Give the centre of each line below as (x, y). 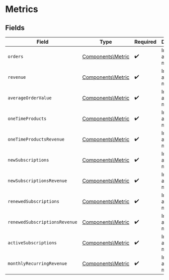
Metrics (22, 9)
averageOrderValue (30, 98)
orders (16, 56)
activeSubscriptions (32, 243)
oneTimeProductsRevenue (36, 139)
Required (145, 42)
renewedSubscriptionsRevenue (43, 222)
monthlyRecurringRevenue (37, 264)
